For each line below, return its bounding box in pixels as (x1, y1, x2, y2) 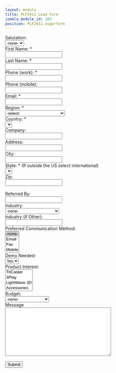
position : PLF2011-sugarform (5, 21, 65, 26)
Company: (5, 127, 26, 133)
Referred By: (5, 191, 31, 197)
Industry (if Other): (5, 214, 43, 220)
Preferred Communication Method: (5, 225, 76, 231)
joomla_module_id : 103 (5, 16, 52, 21)
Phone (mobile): (5, 81, 38, 87)
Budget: (5, 291, 21, 297)
